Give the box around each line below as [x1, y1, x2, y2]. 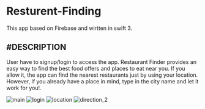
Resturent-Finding [6, 4, 102, 18]
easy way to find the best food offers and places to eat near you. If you [6, 65, 185, 72]
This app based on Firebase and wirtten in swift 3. [6, 24, 133, 32]
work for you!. [6, 84, 42, 91]
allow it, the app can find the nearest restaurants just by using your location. [6, 71, 198, 79]
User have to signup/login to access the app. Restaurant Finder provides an [6, 58, 197, 65]
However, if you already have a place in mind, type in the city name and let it [6, 77, 199, 85]
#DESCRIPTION [6, 42, 67, 52]
